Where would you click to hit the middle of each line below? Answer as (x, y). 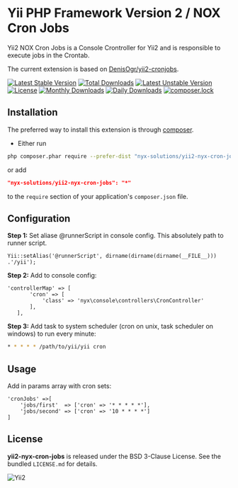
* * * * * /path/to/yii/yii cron (57, 347)
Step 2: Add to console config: (52, 276)
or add (17, 170)
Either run (32, 143)
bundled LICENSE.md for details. (52, 464)
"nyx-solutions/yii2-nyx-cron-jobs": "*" (69, 183)
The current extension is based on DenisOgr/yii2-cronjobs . (93, 69)
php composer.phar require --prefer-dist (69, 156)
